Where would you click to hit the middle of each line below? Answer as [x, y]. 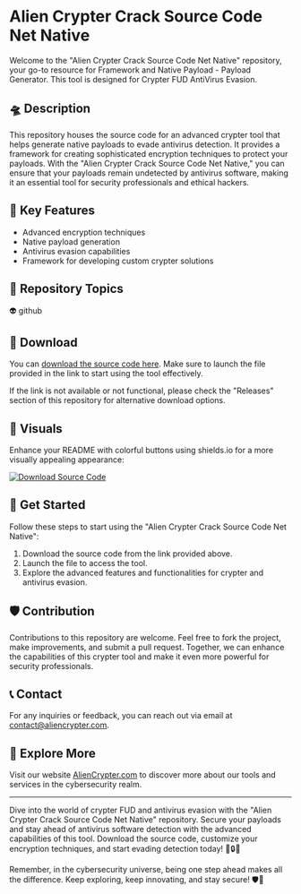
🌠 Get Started [47, 505]
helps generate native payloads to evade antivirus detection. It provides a [145, 144]
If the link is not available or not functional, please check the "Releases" [142, 391]
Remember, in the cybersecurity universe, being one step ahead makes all [146, 870]
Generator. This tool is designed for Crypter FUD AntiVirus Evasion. [133, 79]
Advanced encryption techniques [84, 232]
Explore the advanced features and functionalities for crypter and [143, 572]
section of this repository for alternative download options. [117, 400]
